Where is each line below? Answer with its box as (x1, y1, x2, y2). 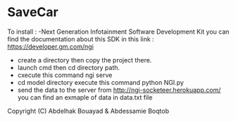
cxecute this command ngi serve (17, 71, 113, 79)
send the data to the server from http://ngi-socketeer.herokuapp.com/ (17, 86, 221, 94)
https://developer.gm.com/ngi (7, 42, 94, 50)
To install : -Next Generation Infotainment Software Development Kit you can (7, 27, 230, 36)
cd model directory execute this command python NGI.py (17, 78, 185, 86)
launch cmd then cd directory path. (17, 63, 120, 72)
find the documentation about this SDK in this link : (7, 34, 154, 43)
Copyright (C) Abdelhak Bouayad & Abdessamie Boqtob (7, 107, 169, 115)
